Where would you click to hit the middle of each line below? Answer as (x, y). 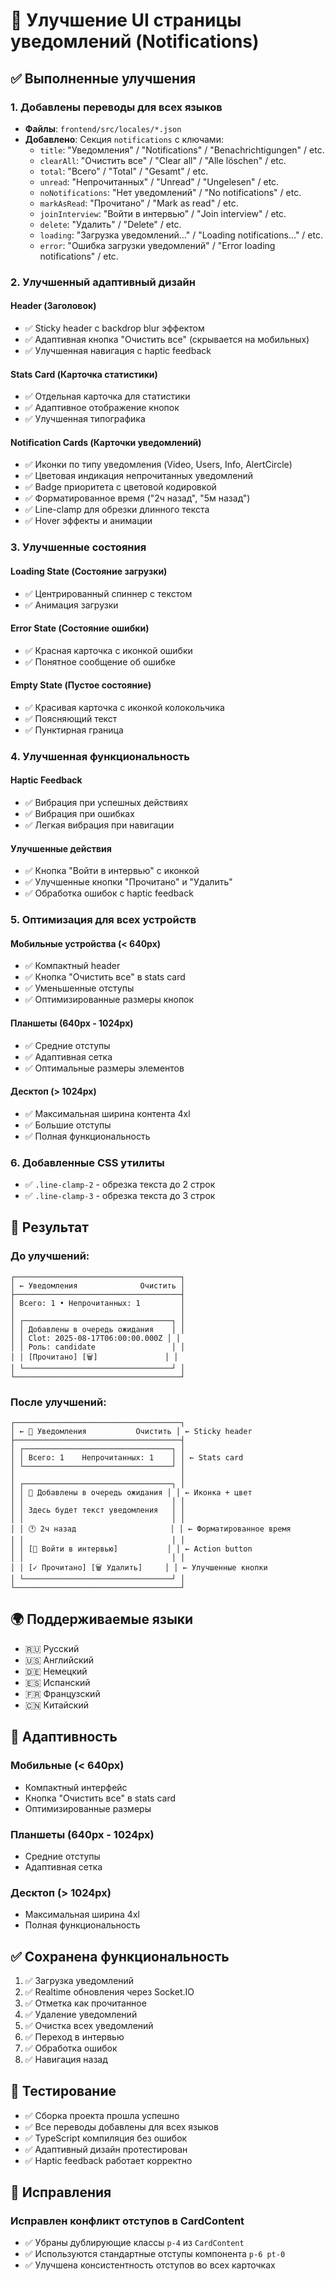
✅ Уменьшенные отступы (79, 988)
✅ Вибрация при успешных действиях (106, 803)
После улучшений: (58, 1402)
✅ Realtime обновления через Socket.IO (109, 1991)
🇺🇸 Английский (59, 1660)
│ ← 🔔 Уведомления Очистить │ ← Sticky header (131, 1432)
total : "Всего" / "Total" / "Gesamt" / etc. (124, 171)
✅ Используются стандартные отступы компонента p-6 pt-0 (155, 2254)
